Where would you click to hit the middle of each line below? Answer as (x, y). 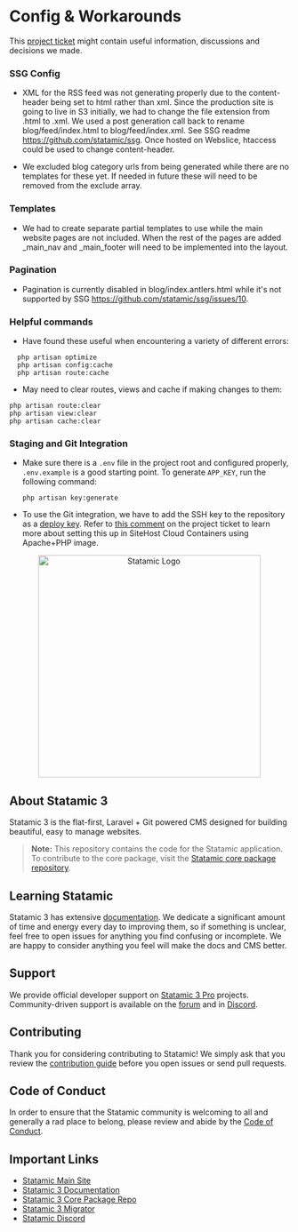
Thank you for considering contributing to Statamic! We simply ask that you (147, 1053)
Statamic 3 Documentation (71, 1190)
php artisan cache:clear (55, 421)
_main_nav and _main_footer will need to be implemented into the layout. (155, 247)
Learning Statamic (61, 896)
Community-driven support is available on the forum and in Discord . (133, 1004)
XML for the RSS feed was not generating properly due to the (134, 93)
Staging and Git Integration (69, 444)
